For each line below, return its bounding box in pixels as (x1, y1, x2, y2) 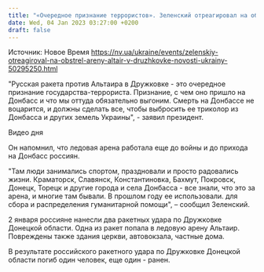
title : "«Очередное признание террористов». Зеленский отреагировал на (8, 11, 247, 20)
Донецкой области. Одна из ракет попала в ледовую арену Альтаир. (8, 223, 240, 233)
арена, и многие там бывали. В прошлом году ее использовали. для (8, 191, 238, 201)
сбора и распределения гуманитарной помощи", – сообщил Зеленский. (8, 200, 250, 209)
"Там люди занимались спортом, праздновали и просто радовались (8, 166, 239, 176)
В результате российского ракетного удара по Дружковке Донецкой (8, 247, 241, 256)
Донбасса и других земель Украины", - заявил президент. (8, 113, 204, 122)
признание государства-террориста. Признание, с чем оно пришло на (8, 88, 246, 97)
